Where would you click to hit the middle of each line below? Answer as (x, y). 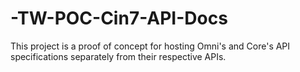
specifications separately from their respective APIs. (118, 56)
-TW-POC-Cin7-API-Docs (119, 18)
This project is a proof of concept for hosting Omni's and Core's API (150, 46)
